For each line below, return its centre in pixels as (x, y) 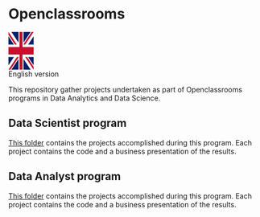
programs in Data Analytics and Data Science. (85, 98)
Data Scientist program (68, 123)
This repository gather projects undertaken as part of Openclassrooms (126, 89)
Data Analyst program (65, 176)
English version (34, 74)
